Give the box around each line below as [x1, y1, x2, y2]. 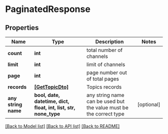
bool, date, [34, 91, 60, 98]
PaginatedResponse [5, 3, 91, 15]
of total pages [86, 75, 119, 82]
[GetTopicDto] [34, 83, 69, 90]
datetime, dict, [34, 98, 69, 104]
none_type [34, 110, 60, 117]
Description [95, 38, 124, 45]
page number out [86, 69, 127, 76]
